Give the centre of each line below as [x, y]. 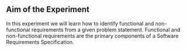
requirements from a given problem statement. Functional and [106, 30]
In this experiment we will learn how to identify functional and [80, 23]
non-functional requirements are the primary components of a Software [92, 36]
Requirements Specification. [40, 42]
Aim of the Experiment [48, 10]
